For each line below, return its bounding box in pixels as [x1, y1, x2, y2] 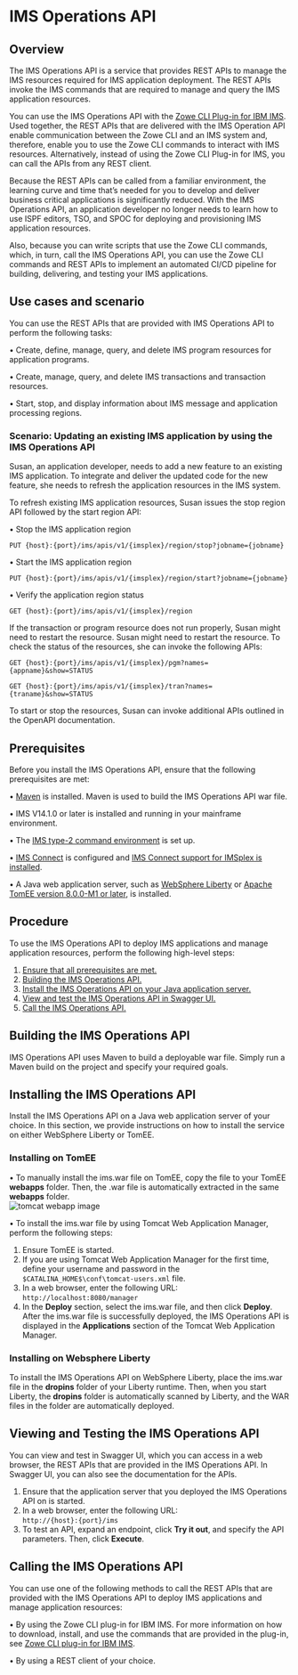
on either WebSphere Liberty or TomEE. [9, 1129, 155, 1141]
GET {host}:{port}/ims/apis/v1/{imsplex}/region [9, 607, 193, 616]
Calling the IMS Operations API [9, 1559, 184, 1574]
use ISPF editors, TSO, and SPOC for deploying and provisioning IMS [9, 214, 262, 224]
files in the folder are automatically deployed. [9, 1400, 175, 1411]
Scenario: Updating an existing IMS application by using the [9, 429, 273, 442]
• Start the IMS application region [9, 557, 132, 567]
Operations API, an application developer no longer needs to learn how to [9, 204, 278, 215]
